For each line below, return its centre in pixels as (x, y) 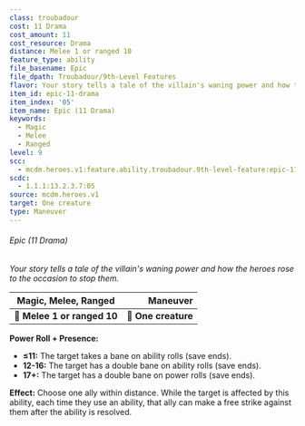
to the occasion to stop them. (64, 278)
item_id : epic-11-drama (54, 93)
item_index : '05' (42, 102)
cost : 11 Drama (38, 26)
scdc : (20, 178)
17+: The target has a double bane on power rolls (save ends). (139, 375)
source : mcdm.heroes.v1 (54, 195)
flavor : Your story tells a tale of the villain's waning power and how (150, 85)
